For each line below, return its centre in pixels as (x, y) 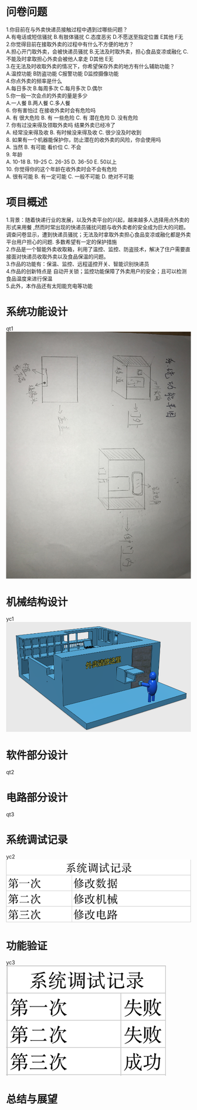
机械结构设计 (37, 602)
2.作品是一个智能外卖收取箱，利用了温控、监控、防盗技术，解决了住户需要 (96, 249)
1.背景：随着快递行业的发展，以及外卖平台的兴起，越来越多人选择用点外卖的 (98, 220)
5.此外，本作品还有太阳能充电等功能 (49, 286)
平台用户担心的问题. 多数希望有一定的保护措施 (62, 242)
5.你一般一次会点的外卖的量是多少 (47, 95)
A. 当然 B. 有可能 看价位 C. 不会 (44, 147)
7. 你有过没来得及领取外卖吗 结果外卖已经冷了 (61, 125)
